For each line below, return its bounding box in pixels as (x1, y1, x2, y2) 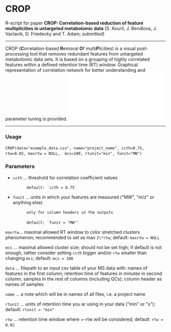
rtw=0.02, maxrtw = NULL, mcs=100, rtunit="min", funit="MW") (5, 151, 142, 156)
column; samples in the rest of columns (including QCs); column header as (5, 275, 162, 282)
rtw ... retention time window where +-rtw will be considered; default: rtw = (5, 316, 164, 322)
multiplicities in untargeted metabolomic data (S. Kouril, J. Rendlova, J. (5, 25, 157, 31)
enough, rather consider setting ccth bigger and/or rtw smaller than (5, 250, 147, 256)
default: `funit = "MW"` (26, 220, 79, 225)
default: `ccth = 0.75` (26, 185, 77, 190)
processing (5, 50, 29, 57)
